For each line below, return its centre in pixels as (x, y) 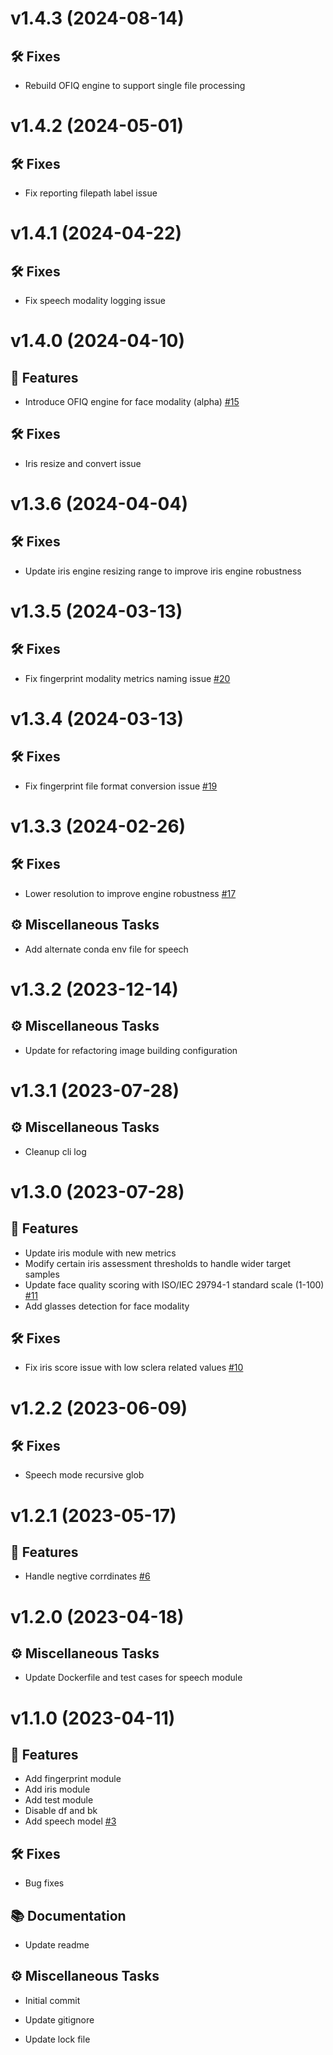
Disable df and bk (61, 1811)
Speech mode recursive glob (84, 1475)
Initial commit (52, 2000)
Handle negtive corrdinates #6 (87, 1576)
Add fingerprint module (73, 1779)
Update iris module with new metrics (100, 1253)
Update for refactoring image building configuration (131, 1050)
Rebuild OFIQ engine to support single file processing (135, 85)
